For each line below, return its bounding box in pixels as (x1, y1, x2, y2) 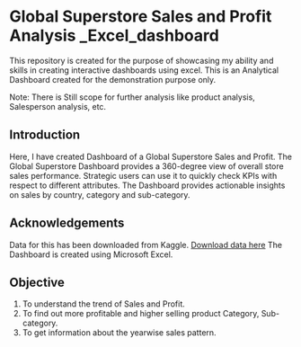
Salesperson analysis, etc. (9, 101, 106, 111)
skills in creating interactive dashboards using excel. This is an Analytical (9, 65, 279, 76)
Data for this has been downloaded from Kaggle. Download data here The (9, 239, 283, 250)
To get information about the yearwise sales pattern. (22, 327, 217, 338)
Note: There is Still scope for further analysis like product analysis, (9, 92, 256, 102)
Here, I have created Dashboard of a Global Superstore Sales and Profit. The (9, 151, 292, 162)
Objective (9, 274, 66, 289)
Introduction (9, 128, 81, 143)
